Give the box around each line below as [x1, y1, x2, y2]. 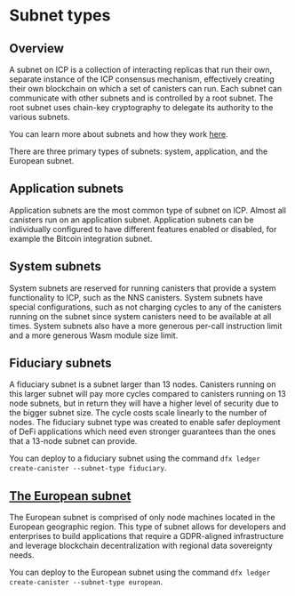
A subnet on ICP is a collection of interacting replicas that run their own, [9, 64, 273, 75]
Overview [9, 41, 65, 56]
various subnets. [9, 112, 70, 122]
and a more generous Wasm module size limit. [9, 330, 179, 341]
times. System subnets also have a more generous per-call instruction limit [9, 320, 283, 331]
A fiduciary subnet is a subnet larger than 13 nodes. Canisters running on [9, 379, 276, 390]
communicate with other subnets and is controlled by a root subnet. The [9, 93, 274, 103]
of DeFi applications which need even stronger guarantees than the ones [9, 426, 276, 437]
